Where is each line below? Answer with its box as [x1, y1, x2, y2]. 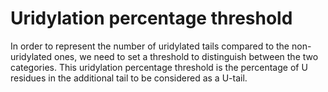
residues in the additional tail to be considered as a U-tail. [10, 72, 248, 84]
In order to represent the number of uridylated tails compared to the [10, 40, 290, 52]
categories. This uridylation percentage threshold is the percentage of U [10, 61, 308, 73]
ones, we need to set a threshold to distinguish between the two [54, 50, 319, 62]
